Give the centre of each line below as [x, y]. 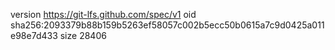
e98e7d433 [34, 35]
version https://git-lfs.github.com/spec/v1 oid [103, 14]
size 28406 [83, 35]
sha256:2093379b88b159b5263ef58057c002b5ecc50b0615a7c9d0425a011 [167, 25]
